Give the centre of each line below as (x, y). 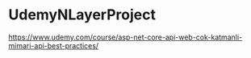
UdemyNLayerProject (82, 15)
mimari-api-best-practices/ (54, 45)
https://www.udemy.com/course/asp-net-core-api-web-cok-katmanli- (125, 37)
